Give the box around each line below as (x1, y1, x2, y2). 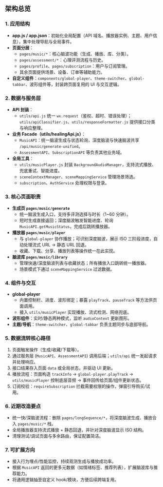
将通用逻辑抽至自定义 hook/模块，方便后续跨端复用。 (12, 477, 119, 483)
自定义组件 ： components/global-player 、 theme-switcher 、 (12, 75, 129, 81)
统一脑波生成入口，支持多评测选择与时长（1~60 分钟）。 (19, 211, 131, 217)
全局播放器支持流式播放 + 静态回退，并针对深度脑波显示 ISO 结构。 (12, 427, 147, 433)
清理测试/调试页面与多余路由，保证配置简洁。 (12, 433, 104, 439)
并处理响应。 (12, 359, 38, 365)
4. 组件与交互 (5, 280, 36, 286)
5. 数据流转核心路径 (5, 335, 51, 342)
